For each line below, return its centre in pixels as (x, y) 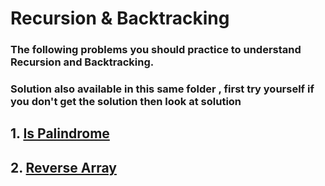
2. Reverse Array (63, 167)
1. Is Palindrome (60, 133)
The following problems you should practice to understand (156, 50)
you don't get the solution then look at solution (126, 102)
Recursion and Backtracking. (82, 62)
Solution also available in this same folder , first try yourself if (162, 89)
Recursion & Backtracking (120, 18)
